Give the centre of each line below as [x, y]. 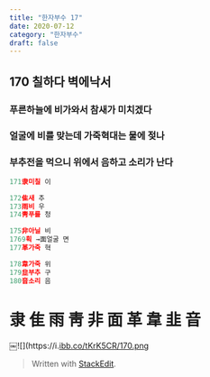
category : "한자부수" [46, 34]
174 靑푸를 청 [30, 215]
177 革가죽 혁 [30, 248]
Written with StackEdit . [74, 364]
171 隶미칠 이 [30, 181]
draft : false [34, 43]
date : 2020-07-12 [42, 26]
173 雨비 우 [27, 207]
